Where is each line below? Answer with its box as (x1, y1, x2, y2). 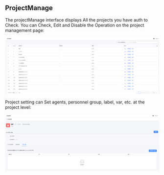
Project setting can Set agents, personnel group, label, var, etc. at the (5, 99, 145, 105)
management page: (5, 27, 45, 33)
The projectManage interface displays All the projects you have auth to (5, 17, 148, 23)
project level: (5, 104, 31, 110)
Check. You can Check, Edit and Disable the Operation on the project (5, 22, 144, 28)
